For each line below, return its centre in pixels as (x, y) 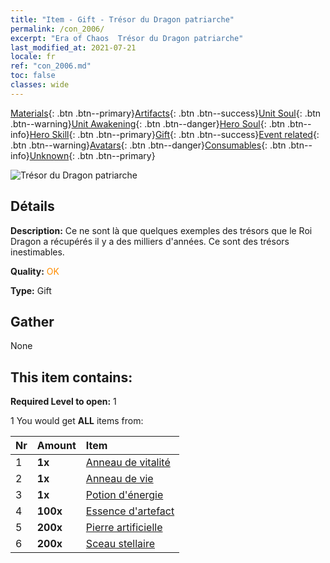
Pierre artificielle (124, 528)
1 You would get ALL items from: (77, 421)
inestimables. (37, 252)
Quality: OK (35, 271)
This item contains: (71, 377)
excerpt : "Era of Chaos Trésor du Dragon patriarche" (127, 38)
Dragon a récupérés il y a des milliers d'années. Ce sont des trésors (150, 241)
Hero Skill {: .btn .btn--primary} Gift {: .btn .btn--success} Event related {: (174, 134)
